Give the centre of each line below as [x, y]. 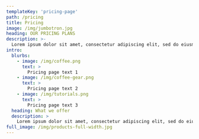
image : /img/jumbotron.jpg [39, 28]
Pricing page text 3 [53, 105]
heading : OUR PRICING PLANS [41, 34]
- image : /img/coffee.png [49, 61]
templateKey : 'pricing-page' [42, 12]
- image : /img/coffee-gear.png [55, 77]
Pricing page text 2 [53, 89]
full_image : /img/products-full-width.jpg [59, 127]
